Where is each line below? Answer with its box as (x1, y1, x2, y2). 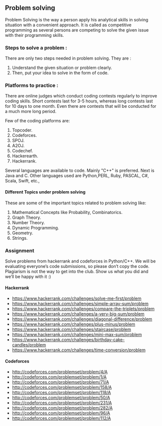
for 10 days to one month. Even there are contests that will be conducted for (5, 103, 157, 109)
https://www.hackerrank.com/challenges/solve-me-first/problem (12, 295, 142, 301)
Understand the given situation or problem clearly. (12, 65, 112, 71)
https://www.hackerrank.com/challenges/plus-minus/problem (12, 321, 135, 327)
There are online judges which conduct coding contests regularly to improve (5, 93, 157, 99)
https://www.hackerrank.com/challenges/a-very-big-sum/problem (12, 311, 145, 317)
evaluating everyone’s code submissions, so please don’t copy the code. (5, 263, 150, 269)
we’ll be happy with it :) (5, 274, 51, 279)
